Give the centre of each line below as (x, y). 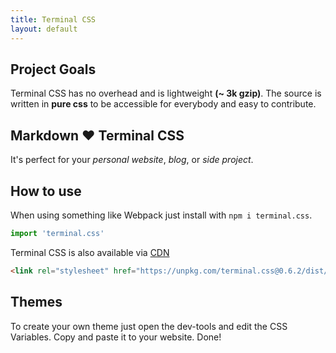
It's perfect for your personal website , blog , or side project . (132, 160)
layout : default (44, 29)
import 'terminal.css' (57, 233)
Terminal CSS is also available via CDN (90, 252)
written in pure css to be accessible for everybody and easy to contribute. (163, 104)
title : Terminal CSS (53, 19)
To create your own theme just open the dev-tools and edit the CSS (149, 326)
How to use (46, 191)
